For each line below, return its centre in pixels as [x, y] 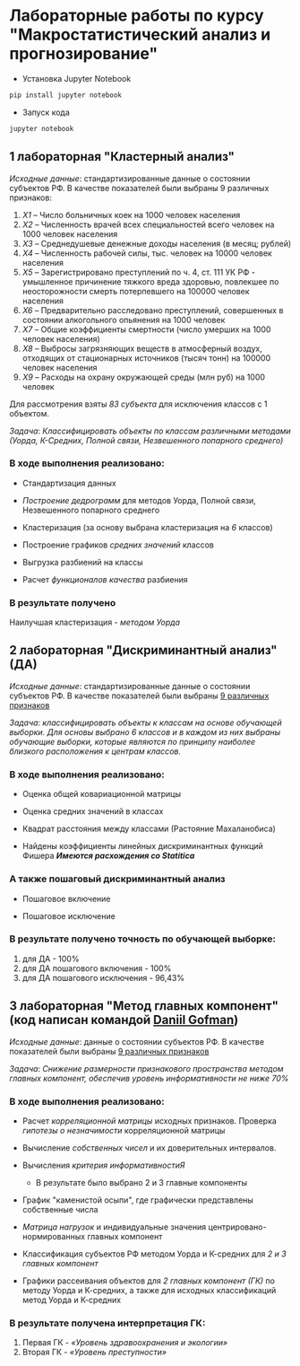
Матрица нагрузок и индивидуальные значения [114, 1227]
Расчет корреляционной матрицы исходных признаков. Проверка [150, 1121]
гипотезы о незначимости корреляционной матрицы [124, 1130]
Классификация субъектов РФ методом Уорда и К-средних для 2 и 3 [154, 1254]
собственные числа [60, 1209]
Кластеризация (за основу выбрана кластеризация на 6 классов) [147, 527]
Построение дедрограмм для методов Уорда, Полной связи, [139, 500]
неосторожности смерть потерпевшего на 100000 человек [136, 291]
